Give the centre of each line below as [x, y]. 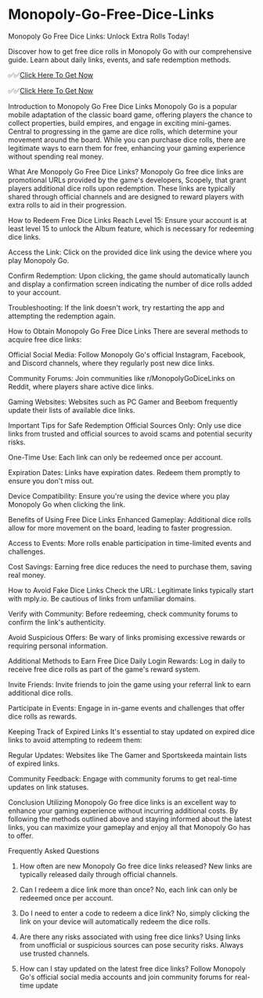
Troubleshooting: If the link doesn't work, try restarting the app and [116, 307]
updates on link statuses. [49, 787]
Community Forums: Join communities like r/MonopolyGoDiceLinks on [122, 378]
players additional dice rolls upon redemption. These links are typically [122, 188]
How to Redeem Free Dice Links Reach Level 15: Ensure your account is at [128, 220]
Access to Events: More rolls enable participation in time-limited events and [130, 543]
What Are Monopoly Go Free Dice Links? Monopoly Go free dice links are [126, 171]
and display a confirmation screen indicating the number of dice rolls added [130, 283]
